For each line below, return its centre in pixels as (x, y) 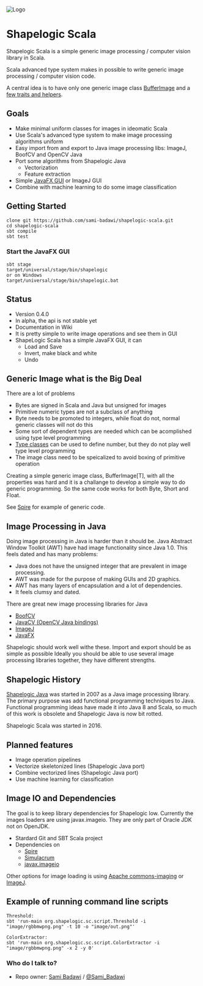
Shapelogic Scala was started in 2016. (54, 726)
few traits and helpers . (35, 94)
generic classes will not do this (54, 425)
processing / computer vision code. (51, 76)
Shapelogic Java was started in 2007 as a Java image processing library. (98, 694)
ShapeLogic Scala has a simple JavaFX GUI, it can (79, 340)
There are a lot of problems (41, 393)
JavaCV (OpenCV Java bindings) (57, 622)
